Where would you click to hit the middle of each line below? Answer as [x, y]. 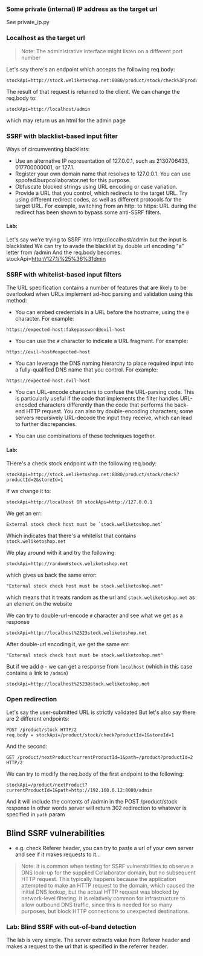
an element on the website [39, 603]
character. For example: [44, 319]
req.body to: [22, 98]
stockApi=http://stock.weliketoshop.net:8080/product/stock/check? [93, 474]
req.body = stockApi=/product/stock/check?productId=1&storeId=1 [90, 735]
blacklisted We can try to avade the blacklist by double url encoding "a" [95, 246]
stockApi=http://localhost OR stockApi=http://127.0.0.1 [79, 502]
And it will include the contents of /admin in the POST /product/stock [92, 801]
